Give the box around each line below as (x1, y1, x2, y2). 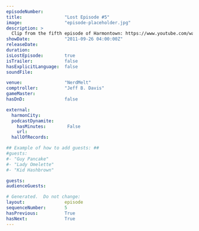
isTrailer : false (6, 58, 78, 64)
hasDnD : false (6, 96, 78, 102)
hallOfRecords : (11, 134, 49, 141)
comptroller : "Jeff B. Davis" (6, 85, 105, 92)
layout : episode (6, 199, 84, 206)
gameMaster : (6, 91, 36, 97)
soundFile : (6, 69, 33, 75)
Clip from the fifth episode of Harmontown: (11, 31, 123, 37)
